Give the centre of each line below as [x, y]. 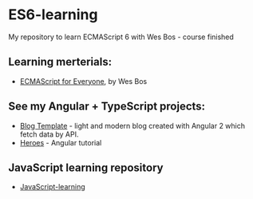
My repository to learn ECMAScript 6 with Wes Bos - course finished [121, 37]
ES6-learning [53, 15]
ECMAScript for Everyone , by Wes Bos [83, 81]
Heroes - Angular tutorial [61, 142]
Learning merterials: [60, 62]
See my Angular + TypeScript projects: [107, 107]
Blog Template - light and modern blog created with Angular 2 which [132, 125]
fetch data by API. [49, 134]
